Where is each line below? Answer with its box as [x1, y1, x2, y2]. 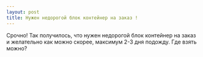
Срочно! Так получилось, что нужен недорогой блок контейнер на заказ [6, 31, 196, 39]
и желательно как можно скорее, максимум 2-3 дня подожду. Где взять [6, 38, 197, 45]
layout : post [6, 9, 40, 15]
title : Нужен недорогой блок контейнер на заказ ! [6, 15, 138, 21]
